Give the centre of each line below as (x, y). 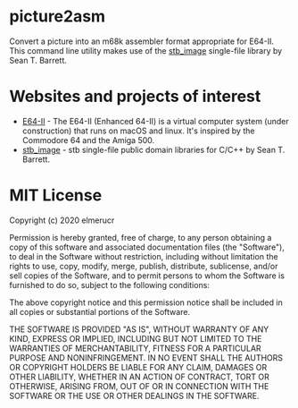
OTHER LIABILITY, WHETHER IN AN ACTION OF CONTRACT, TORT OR (139, 377)
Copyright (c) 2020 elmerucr (62, 220)
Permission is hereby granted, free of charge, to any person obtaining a (141, 237)
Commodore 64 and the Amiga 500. (88, 140)
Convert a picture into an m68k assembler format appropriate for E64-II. (142, 41)
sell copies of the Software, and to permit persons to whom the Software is (147, 276)
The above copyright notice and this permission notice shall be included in (146, 302)
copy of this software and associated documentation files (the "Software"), (147, 247)
